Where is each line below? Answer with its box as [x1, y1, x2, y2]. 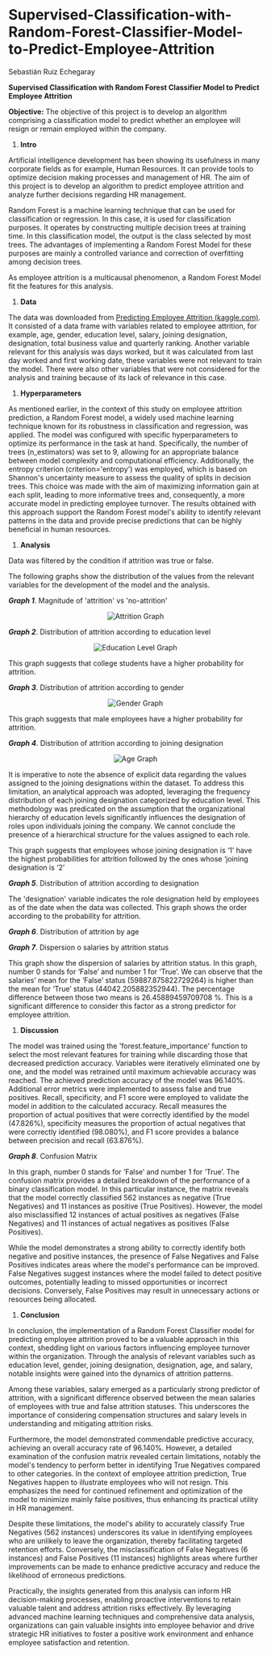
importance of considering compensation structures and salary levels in [8, 1410, 248, 1420]
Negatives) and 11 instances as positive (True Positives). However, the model [8, 1201, 263, 1211]
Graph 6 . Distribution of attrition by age [8, 926, 140, 936]
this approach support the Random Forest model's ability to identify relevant [8, 507, 261, 517]
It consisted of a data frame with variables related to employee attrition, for [8, 321, 257, 331]
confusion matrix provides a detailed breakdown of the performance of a [8, 1175, 250, 1185]
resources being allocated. [8, 1294, 97, 1304]
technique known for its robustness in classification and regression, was [8, 421, 248, 430]
